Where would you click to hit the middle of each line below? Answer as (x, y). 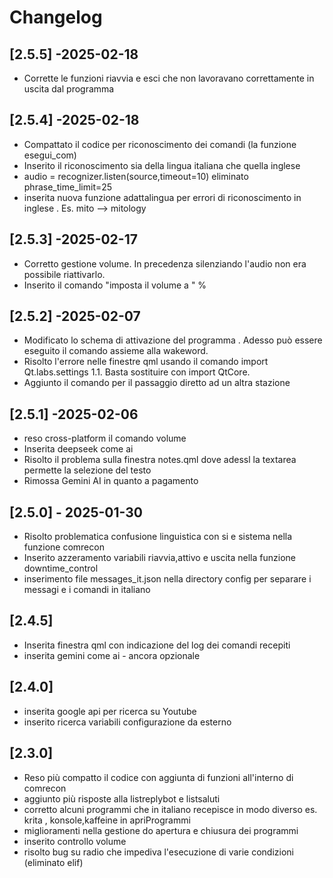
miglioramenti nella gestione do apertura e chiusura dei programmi (161, 830)
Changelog (56, 17)
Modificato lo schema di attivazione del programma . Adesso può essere (173, 340)
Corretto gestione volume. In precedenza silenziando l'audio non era (165, 263)
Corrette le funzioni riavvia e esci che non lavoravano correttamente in (169, 78)
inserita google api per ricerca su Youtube (110, 711)
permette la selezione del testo (87, 470)
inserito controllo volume (75, 841)
